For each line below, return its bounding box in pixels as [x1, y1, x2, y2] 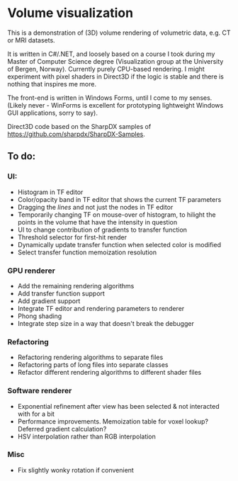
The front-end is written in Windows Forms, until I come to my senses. [7, 94, 212, 102]
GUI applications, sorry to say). [7, 108, 98, 117]
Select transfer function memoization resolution [17, 248, 157, 256]
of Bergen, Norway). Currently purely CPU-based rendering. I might [7, 64, 205, 73]
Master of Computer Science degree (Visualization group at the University [7, 57, 224, 65]
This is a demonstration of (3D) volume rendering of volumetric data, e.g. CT [7, 28, 231, 37]
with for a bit [17, 409, 55, 418]
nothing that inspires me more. [7, 79, 97, 88]
